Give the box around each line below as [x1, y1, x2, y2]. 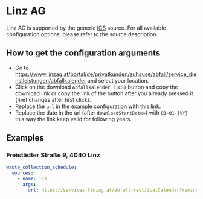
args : [22, 182, 36, 188]
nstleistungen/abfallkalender [14, 77, 86, 84]
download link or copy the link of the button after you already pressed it [14, 89, 193, 97]
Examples [6, 133, 44, 143]
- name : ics [17, 176, 47, 182]
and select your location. [87, 77, 149, 84]
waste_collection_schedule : [6, 165, 77, 171]
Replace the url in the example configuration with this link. [14, 103, 161, 110]
